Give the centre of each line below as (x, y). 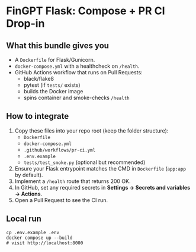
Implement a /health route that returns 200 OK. (73, 181)
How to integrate (38, 116)
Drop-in (25, 23)
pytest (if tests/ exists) (52, 85)
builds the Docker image (53, 91)
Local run (24, 219)
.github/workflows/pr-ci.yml (60, 150)
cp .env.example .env (33, 232)
